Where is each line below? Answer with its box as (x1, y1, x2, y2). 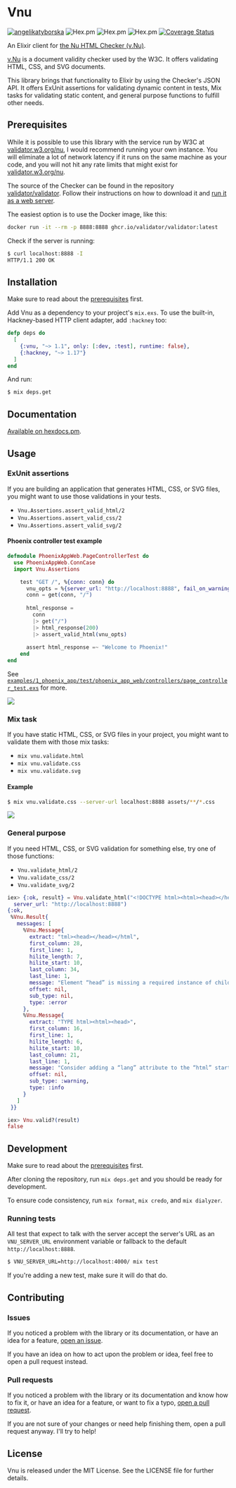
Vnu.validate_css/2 (17, 874, 75, 882)
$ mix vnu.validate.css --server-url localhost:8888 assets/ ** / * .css (7, 798, 216, 805)
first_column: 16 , (29, 1025, 83, 1032)
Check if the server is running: (7, 236, 95, 245)
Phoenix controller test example (7, 537, 103, 545)
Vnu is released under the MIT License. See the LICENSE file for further (7, 1466, 214, 1475)
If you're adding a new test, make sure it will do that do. (7, 1271, 168, 1280)
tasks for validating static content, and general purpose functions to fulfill (7, 91, 220, 99)
